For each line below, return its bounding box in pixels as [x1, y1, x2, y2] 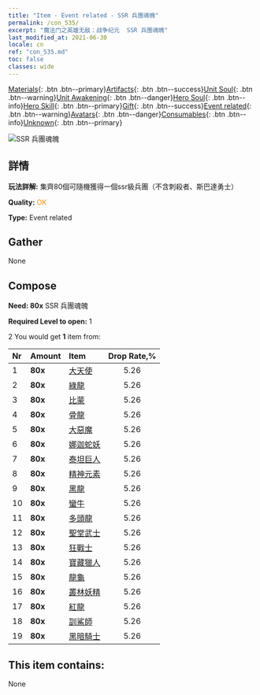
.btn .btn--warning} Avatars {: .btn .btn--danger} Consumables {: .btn [8, 109, 226, 119]
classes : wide [8, 63, 55, 71]
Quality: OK [8, 198, 47, 207]
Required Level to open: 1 [8, 316, 92, 327]
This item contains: [8, 658, 105, 671]
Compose [8, 279, 57, 292]
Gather [8, 235, 43, 249]
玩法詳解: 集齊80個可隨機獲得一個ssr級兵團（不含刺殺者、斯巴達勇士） [8, 182, 239, 191]
